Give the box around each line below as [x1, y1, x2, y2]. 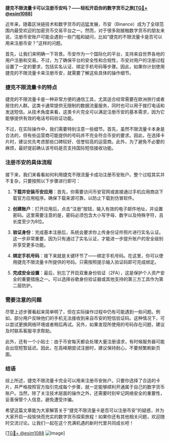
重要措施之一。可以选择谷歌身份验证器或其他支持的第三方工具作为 [21, 276, 159, 282]
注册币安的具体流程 [5, 159, 52, 166]
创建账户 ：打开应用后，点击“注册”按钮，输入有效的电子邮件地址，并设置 [12, 205, 163, 212]
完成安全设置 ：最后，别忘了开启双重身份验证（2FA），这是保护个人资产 [12, 270, 160, 276]
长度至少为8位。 [12, 218, 47, 225]
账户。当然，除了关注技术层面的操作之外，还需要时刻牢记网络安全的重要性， [5, 390, 165, 396]
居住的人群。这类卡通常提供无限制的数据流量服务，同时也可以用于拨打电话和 [5, 102, 165, 108]
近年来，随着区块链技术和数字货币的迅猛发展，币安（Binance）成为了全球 [5, 21, 160, 27]
